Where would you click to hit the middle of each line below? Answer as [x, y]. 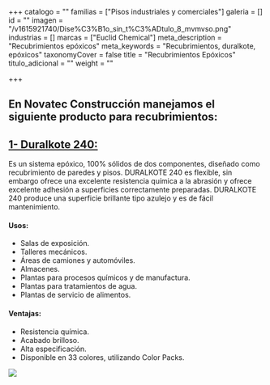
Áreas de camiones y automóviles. [77, 260]
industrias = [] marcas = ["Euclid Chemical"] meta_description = [116, 37]
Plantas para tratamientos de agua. [79, 286]
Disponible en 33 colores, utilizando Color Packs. [102, 357]
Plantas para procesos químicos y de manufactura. [105, 277]
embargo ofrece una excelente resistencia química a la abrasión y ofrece [130, 181]
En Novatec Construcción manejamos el [111, 104]
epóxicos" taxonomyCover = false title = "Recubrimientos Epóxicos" [122, 55]
